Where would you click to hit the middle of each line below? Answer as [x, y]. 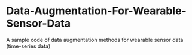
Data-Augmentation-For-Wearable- [96, 11]
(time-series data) [28, 46]
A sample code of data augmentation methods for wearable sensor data [95, 40]
